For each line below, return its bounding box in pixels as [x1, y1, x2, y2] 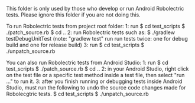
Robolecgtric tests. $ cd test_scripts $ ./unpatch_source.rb [6, 91, 149, 97]
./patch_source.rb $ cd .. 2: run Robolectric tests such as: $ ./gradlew [6, 29, 175, 36]
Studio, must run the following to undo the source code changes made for [6, 84, 186, 91]
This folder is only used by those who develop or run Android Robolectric [6, 5, 184, 12]
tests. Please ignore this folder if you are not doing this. [6, 11, 141, 18]
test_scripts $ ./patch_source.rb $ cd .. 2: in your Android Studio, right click [6, 65, 189, 72]
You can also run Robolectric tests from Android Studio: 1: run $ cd [6, 59, 168, 66]
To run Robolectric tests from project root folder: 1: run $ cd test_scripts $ [6, 23, 185, 29]
